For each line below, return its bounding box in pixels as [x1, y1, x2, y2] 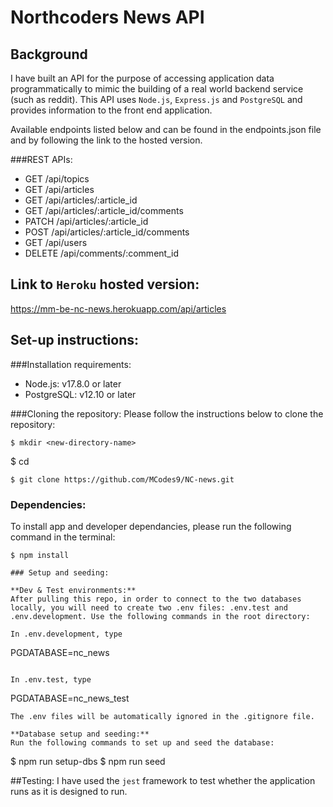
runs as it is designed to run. [10, 785, 128, 797]
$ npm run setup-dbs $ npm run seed [10, 755, 166, 767]
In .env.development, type [10, 629, 123, 639]
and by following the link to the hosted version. [10, 134, 203, 146]
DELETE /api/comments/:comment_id [24, 247, 179, 259]
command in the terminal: [10, 531, 116, 543]
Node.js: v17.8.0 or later [24, 377, 122, 390]
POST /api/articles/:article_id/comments [24, 226, 190, 238]
